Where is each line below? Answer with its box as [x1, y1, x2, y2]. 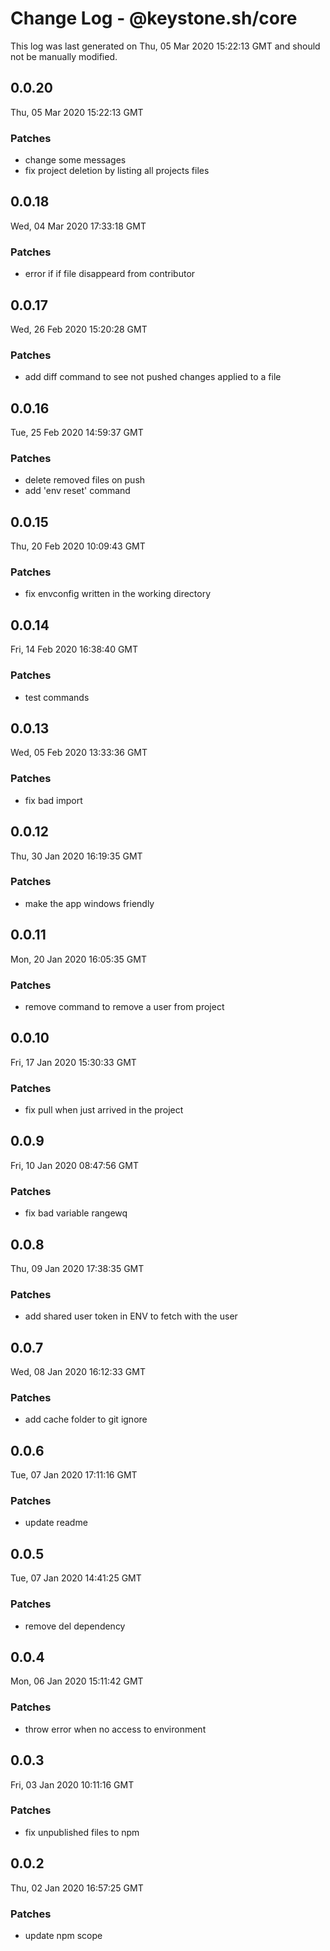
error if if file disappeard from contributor [24, 268, 196, 280]
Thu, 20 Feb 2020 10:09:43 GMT [10, 540, 146, 552]
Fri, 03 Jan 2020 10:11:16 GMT [10, 1778, 135, 1791]
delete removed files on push [24, 474, 146, 486]
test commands [24, 691, 90, 703]
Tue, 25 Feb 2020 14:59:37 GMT [10, 427, 144, 439]
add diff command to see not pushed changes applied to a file [24, 371, 282, 383]
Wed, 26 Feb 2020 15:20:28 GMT [10, 323, 148, 335]
